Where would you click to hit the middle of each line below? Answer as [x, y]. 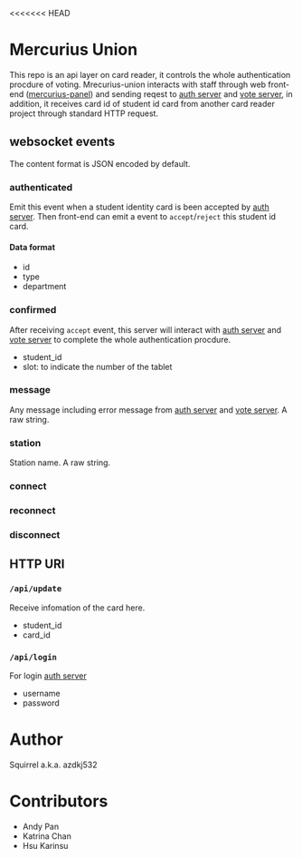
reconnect [33, 510]
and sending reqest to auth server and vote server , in [194, 93]
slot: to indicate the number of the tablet [97, 366]
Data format [33, 247]
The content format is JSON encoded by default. [100, 163]
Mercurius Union [74, 50]
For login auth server [48, 676]
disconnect [35, 534]
